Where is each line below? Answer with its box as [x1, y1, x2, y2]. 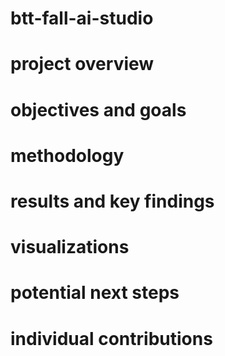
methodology [10, 144, 125, 167]
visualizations [10, 236, 130, 259]
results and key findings [10, 190, 215, 212]
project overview [10, 53, 155, 76]
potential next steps [10, 282, 180, 304]
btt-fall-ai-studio [10, 7, 154, 30]
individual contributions [10, 327, 213, 350]
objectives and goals [10, 98, 187, 121]
